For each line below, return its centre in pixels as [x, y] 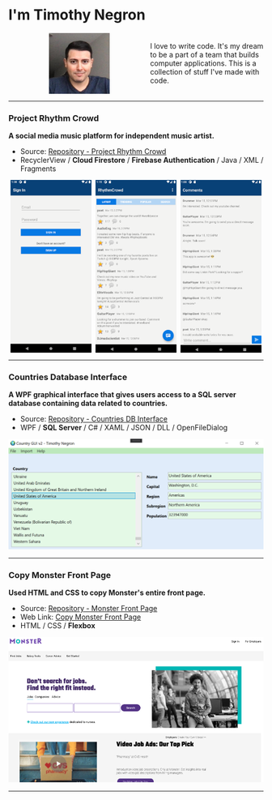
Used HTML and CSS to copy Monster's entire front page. [107, 593]
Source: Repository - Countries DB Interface [94, 418]
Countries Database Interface [68, 377]
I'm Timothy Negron [77, 15]
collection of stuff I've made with [205, 72]
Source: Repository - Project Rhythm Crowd [93, 152]
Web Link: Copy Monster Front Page [81, 617]
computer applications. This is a [203, 63]
